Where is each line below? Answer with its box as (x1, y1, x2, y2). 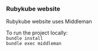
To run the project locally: (6, 29, 68, 36)
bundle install (6, 36, 43, 42)
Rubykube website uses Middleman (6, 18, 92, 25)
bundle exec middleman (6, 40, 62, 47)
